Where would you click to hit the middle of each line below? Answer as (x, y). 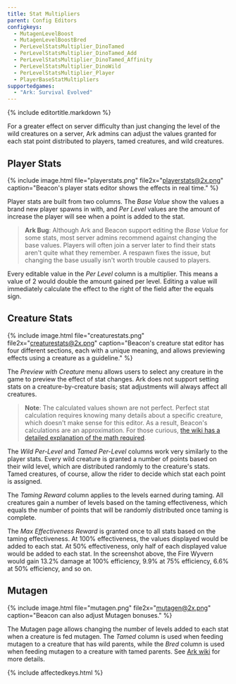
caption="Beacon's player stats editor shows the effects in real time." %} (113, 188)
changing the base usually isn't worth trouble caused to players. (118, 260)
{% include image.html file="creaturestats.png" (76, 335)
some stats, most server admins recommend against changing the (120, 238)
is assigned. (25, 481)
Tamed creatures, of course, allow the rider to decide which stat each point (117, 474)
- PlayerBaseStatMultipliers (56, 79)
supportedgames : (31, 86)
